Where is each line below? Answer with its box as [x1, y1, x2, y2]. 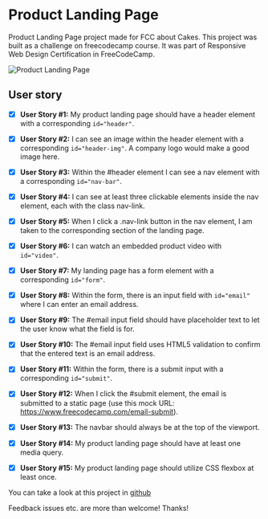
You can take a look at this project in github [8, 488, 152, 497]
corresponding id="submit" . [19, 374, 113, 383]
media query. [19, 447, 64, 457]
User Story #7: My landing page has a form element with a [19, 266, 214, 276]
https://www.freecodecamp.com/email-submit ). [19, 407, 179, 416]
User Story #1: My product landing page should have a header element [19, 109, 255, 119]
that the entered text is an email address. [19, 349, 156, 358]
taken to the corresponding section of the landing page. [19, 226, 205, 235]
